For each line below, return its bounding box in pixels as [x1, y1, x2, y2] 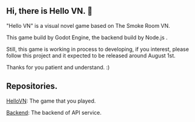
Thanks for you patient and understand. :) [6, 63, 110, 71]
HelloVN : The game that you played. [6, 97, 96, 104]
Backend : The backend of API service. [6, 109, 101, 116]
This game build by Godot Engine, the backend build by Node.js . [6, 34, 168, 41]
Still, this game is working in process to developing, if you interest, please [6, 45, 189, 53]
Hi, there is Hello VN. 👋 [6, 6, 93, 16]
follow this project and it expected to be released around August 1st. [6, 52, 176, 59]
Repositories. [6, 81, 58, 91]
